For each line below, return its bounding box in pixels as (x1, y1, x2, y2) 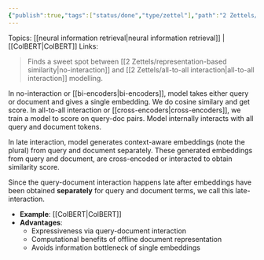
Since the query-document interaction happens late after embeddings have (8, 178, 252, 187)
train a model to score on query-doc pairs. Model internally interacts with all (8, 113, 254, 123)
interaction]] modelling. (27, 73, 104, 82)
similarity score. (8, 162, 60, 171)
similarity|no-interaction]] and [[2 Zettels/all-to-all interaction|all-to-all (27, 64, 255, 75)
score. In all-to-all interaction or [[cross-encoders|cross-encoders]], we (8, 105, 241, 115)
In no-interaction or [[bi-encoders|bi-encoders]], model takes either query (8, 88, 249, 98)
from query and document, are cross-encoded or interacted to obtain (8, 154, 233, 163)
